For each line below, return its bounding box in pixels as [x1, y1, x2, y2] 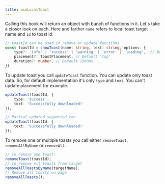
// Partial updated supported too [5, 115, 76, 120]
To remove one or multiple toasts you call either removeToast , [5, 137, 128, 143]
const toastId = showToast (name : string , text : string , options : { [5, 45, 146, 50]
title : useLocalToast [5, 7, 50, 12]
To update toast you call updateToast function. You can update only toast [5, 72, 152, 78]
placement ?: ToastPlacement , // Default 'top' [14, 54, 111, 59]
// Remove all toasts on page [5, 170, 67, 175]
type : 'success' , [14, 97, 50, 102]
